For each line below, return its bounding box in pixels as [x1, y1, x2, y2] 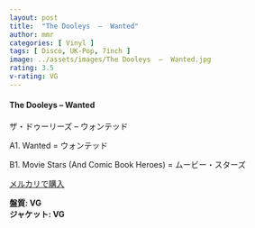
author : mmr [9, 30, 54, 39]
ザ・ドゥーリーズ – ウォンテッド [9, 121, 129, 132]
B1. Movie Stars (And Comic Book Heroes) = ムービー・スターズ [9, 159, 246, 169]
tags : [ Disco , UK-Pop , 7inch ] [9, 47, 131, 56]
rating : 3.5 [9, 64, 54, 73]
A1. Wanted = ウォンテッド [9, 140, 108, 150]
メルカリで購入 [9, 178, 65, 189]
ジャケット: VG [9, 208, 65, 219]
